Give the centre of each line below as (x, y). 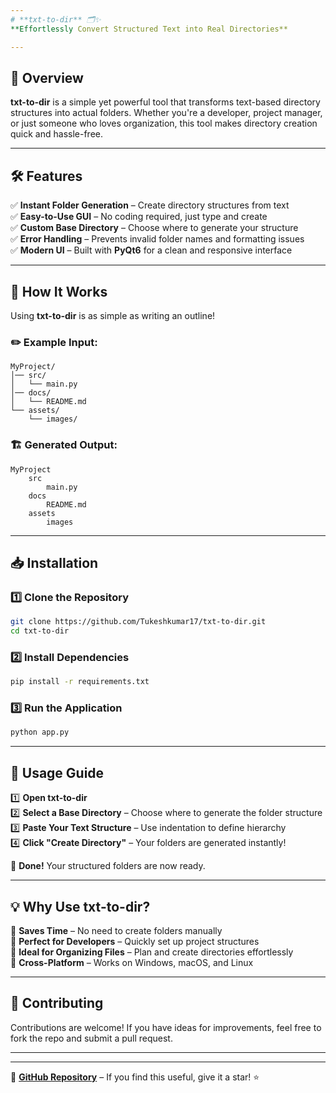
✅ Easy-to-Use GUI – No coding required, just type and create (139, 217)
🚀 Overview (47, 77)
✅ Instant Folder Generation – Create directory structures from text (150, 205)
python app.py (40, 732)
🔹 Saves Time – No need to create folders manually (116, 930)
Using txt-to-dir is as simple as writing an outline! (113, 315)
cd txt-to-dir (40, 631)
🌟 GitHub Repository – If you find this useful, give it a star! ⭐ (135, 1077)
